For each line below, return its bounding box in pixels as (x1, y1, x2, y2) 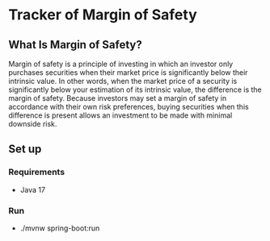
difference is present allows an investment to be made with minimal (8, 110, 233, 120)
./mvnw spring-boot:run (19, 223, 100, 233)
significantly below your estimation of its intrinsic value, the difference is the (8, 85, 263, 94)
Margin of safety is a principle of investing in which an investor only (8, 59, 234, 69)
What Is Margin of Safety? (8, 38, 143, 52)
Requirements (8, 167, 65, 178)
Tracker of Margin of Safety (8, 6, 198, 24)
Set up (8, 143, 42, 156)
